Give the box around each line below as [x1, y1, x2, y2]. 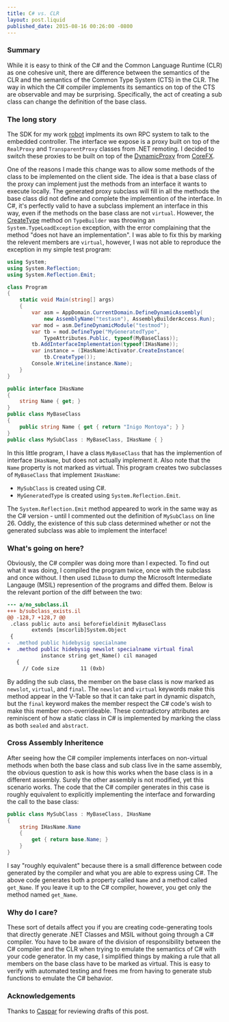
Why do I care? [7, 908, 58, 917]
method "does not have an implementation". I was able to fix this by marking [7, 230, 222, 239]
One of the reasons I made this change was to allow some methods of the [7, 165, 215, 173]
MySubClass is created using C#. [16, 484, 107, 492]
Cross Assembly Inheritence [7, 738, 104, 748]
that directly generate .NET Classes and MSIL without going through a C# [7, 930, 214, 939]
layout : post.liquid [7, 16, 66, 23]
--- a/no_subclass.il [7, 601, 69, 608]
